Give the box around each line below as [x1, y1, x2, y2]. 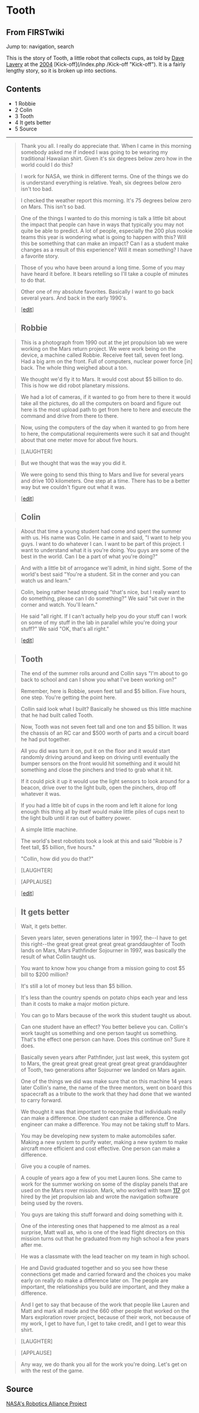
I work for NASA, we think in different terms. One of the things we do [20, 173, 188, 180]
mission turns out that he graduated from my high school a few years [20, 1235, 190, 1242]
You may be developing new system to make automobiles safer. [20, 1132, 176, 1139]
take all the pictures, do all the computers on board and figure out [20, 399, 181, 407]
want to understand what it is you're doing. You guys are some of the [20, 547, 190, 554]
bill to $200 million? [20, 971, 69, 978]
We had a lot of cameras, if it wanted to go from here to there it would [20, 393, 191, 401]
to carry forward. [20, 1097, 62, 1104]
